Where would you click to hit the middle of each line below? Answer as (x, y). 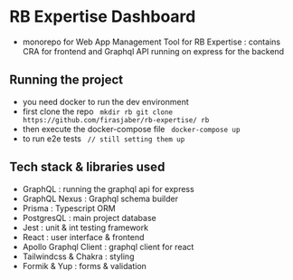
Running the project (66, 80)
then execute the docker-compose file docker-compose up (131, 129)
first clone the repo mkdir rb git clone (98, 111)
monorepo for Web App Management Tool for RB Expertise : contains (151, 42)
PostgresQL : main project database (89, 217)
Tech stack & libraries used (87, 167)
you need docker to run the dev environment (106, 101)
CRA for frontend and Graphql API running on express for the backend (153, 51)
